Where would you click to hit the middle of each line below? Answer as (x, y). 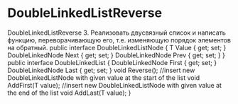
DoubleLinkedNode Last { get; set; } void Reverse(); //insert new (101, 70)
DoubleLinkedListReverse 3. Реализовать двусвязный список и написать (117, 33)
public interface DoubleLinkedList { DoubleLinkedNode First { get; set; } (112, 62)
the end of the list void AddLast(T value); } (69, 93)
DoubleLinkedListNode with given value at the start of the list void (104, 77)
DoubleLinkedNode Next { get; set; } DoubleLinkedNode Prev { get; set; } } (117, 55)
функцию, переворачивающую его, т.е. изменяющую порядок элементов (119, 40)
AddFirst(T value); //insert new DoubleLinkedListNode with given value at (115, 85)
